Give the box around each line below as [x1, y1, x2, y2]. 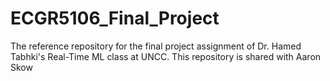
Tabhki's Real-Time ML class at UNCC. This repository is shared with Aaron [10, 50, 322, 62]
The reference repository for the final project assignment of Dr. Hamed [10, 40, 302, 52]
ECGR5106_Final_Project [10, 7, 220, 30]
